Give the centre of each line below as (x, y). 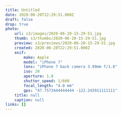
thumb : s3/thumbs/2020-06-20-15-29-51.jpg (60, 39)
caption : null (29, 100)
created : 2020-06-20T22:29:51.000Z (52, 48)
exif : (20, 52)
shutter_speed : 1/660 (47, 81)
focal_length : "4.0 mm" (49, 85)
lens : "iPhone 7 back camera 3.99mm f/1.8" (70, 67)
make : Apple (36, 57)
